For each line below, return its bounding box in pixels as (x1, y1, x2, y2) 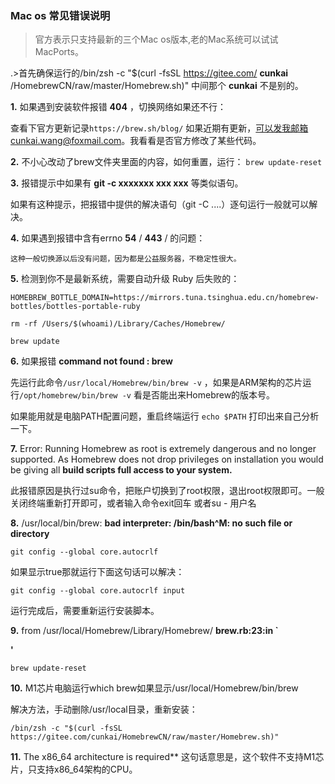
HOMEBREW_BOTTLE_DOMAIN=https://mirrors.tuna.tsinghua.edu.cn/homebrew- (10, 293, 320, 303)
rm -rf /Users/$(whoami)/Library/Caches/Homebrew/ (10, 319, 226, 329)
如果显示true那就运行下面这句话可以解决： (10, 566, 185, 578)
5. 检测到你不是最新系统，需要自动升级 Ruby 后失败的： (10, 273, 240, 285)
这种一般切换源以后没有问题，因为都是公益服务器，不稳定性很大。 (10, 254, 242, 264)
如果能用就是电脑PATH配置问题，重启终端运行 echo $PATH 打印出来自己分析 (10, 410, 320, 422)
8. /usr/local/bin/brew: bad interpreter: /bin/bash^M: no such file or (10, 517, 293, 529)
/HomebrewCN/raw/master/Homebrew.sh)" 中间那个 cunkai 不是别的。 (10, 80, 304, 92)
